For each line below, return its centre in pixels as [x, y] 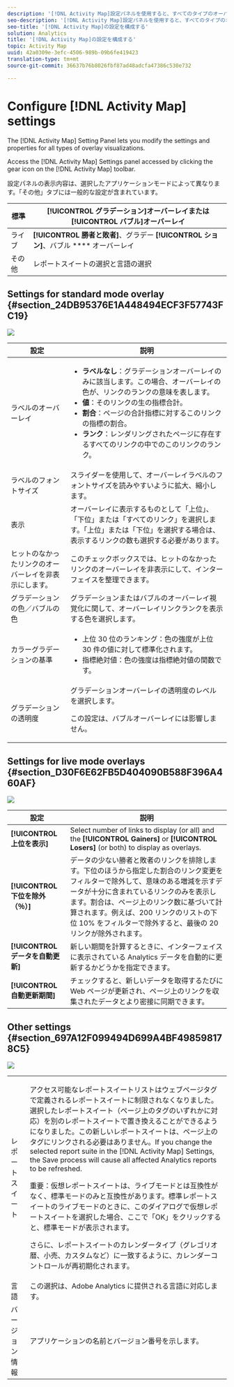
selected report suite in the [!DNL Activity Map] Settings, [122, 1151]
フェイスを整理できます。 [112, 580]
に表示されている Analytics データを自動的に [143, 957]
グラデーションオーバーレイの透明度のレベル [144, 690]
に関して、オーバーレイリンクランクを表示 [154, 609]
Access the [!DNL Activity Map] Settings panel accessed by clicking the [110, 161]
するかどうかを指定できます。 [125, 967]
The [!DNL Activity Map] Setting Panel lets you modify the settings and [109, 140]
